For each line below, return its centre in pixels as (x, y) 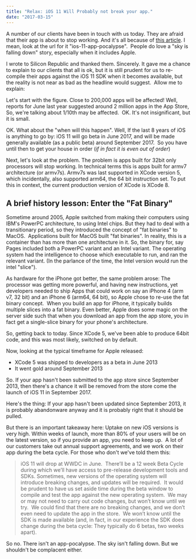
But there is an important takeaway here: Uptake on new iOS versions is (92, 428)
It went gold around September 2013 (59, 369)
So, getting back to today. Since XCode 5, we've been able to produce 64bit (97, 333)
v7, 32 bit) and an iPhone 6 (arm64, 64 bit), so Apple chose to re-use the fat (97, 297)
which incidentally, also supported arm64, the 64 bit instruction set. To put (96, 179)
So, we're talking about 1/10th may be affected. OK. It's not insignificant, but (98, 113)
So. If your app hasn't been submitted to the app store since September (92, 380)
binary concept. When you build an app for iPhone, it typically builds (89, 304)
